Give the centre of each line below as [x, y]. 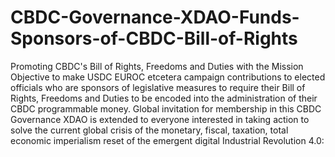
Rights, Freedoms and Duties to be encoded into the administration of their [164, 98]
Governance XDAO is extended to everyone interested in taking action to [160, 119]
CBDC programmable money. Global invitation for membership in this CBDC [166, 108]
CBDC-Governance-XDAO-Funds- [155, 17]
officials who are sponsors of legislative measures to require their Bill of [158, 87]
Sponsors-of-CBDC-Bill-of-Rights [154, 38]
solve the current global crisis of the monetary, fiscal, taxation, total [149, 130]
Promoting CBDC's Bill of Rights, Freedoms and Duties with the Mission [157, 66]
